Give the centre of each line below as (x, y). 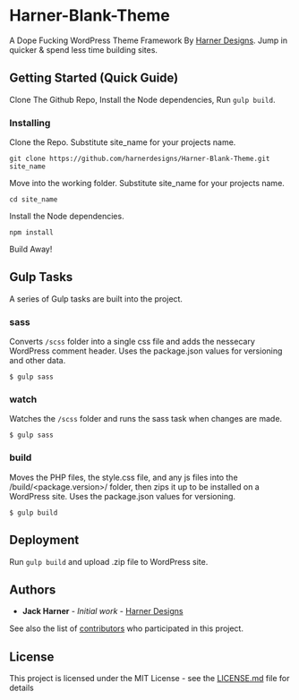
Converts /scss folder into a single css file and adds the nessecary (132, 342)
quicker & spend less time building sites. (84, 49)
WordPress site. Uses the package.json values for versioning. (122, 496)
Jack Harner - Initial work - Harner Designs (103, 611)
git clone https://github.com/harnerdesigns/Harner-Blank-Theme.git (140, 159)
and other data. (38, 361)
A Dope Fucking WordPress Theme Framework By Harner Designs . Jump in (149, 40)
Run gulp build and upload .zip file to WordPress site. (109, 561)
